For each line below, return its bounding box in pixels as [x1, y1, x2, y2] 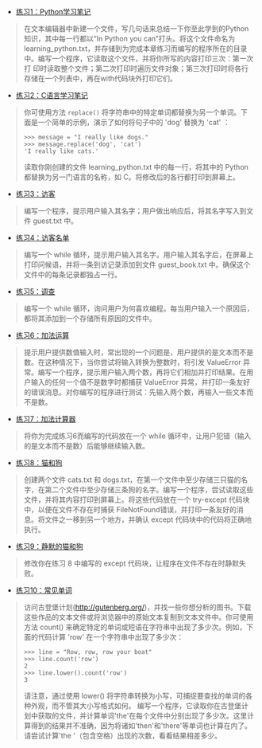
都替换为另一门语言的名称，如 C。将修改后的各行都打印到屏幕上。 [23, 172, 240, 182]
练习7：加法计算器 [15, 414, 76, 424]
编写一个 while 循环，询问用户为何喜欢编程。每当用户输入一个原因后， [23, 304, 254, 313]
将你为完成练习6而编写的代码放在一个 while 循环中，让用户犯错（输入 [23, 431, 252, 441]
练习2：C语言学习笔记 [15, 91, 89, 100]
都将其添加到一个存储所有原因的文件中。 [23, 314, 156, 323]
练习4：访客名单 [15, 233, 70, 242]
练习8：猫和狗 [15, 458, 63, 468]
